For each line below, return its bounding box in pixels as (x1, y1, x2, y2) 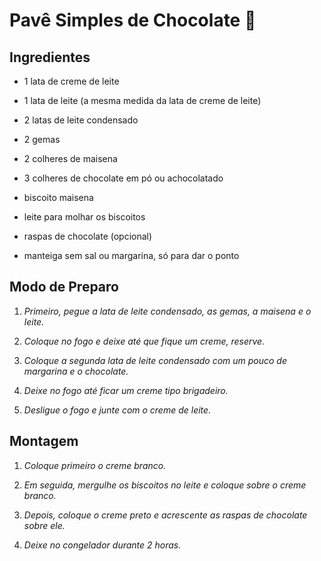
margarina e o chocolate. (23, 365, 129, 377)
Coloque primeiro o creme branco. (23, 459, 167, 471)
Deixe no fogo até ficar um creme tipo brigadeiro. (23, 384, 229, 396)
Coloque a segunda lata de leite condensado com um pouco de (23, 354, 287, 366)
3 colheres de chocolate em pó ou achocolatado (23, 172, 224, 184)
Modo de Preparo (9, 279, 119, 296)
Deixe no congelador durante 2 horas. (23, 539, 182, 551)
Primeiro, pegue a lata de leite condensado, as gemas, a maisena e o (23, 305, 312, 317)
